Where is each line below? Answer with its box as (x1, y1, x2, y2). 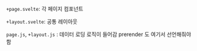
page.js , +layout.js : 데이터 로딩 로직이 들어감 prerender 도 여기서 (6, 31, 166, 38)
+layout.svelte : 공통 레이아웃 (6, 18, 78, 25)
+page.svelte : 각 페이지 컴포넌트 (6, 5, 83, 12)
